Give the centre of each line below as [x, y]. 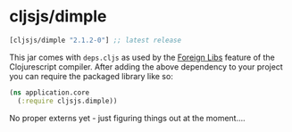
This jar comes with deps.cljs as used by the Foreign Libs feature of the [142, 57]
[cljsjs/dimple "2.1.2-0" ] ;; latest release [95, 40]
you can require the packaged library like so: [92, 76]
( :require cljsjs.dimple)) [67, 101]
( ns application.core [50, 92]
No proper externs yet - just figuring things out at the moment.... [127, 118]
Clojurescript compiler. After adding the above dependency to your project [146, 66]
